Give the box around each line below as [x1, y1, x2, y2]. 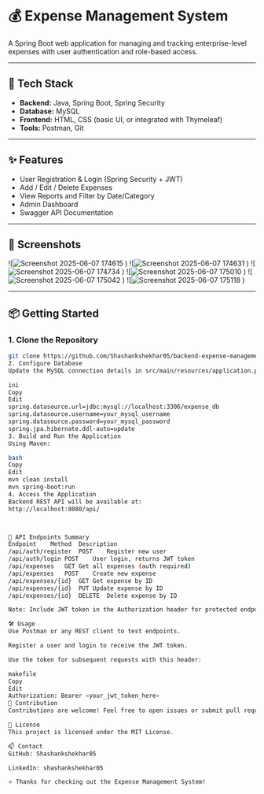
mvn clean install [8, 476, 68, 484]
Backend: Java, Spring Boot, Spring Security [19, 98, 165, 107]
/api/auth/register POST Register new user [8, 547, 167, 556]
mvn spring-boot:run [8, 483, 76, 492]
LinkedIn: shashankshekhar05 [8, 764, 104, 772]
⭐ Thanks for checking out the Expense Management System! [8, 778, 207, 786]
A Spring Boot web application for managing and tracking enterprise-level [8, 38, 247, 48]
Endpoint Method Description [8, 540, 118, 548]
